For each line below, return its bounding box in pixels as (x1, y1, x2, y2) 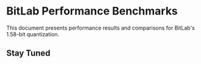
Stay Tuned (6, 48, 51, 59)
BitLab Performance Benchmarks (6, 4, 178, 18)
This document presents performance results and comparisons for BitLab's (6, 24, 195, 31)
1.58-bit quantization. (6, 30, 60, 37)
